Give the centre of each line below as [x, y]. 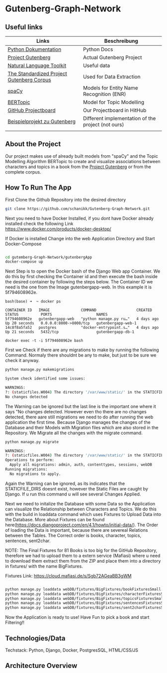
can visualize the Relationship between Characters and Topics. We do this [81, 509]
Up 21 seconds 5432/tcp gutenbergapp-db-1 [70, 332]
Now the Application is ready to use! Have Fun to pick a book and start [77, 617]
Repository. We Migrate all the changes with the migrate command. [74, 433]
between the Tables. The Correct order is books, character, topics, [73, 535]
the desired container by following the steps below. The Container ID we [79, 282]
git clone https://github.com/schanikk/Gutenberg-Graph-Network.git [78, 209]
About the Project [33, 144]
